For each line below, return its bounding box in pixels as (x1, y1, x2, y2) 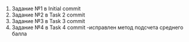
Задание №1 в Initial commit (11, 5, 81, 12)
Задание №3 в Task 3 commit (11, 18, 86, 24)
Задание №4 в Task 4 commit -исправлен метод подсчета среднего (11, 24, 184, 31)
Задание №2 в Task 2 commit (11, 11, 86, 18)
